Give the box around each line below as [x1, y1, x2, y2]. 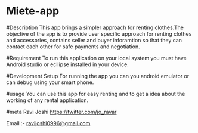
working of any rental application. [6, 97, 88, 104]
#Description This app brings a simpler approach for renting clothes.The [6, 24, 184, 31]
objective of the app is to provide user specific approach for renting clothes [6, 30, 192, 37]
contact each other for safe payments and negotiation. [6, 43, 140, 50]
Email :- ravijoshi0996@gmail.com [6, 119, 91, 126]
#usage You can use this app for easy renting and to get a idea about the [6, 90, 185, 97]
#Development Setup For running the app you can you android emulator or [6, 72, 190, 79]
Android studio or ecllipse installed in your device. [6, 61, 129, 68]
